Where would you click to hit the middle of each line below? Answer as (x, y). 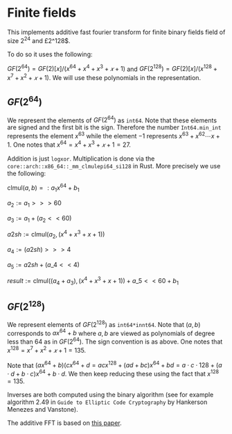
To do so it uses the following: (50, 54)
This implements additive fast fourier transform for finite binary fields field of (116, 32)
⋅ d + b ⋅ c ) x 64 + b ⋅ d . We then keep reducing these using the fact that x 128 (113, 373)
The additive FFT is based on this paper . (65, 423)
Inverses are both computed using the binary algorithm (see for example (110, 394)
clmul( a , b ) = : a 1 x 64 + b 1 (43, 188)
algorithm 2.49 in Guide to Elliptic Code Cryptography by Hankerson (107, 402)
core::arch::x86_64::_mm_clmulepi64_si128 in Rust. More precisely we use (114, 166)
